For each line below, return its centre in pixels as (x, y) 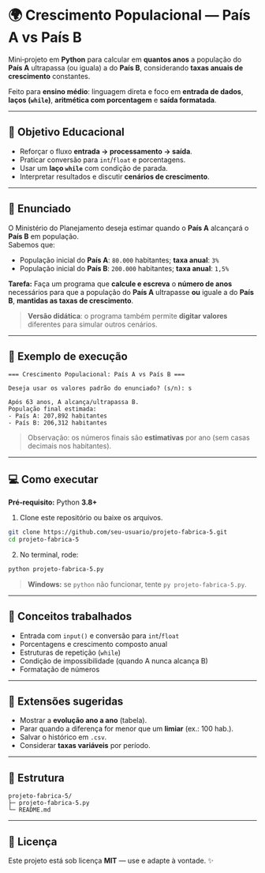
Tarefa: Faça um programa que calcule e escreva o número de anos (120, 283)
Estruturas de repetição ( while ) (70, 652)
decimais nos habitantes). (69, 446)
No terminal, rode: (49, 554)
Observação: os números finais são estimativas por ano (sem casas (138, 438)
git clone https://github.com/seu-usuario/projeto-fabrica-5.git (118, 532)
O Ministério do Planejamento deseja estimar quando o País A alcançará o (129, 228)
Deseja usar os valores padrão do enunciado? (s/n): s (100, 388)
